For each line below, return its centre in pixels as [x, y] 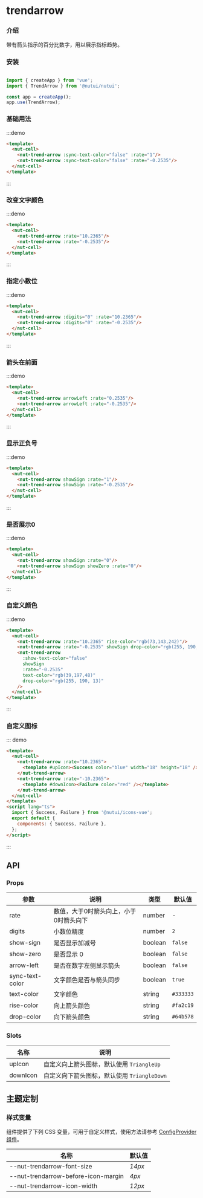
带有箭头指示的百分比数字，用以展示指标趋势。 [64, 45]
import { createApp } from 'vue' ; [50, 80]
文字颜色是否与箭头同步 [87, 980]
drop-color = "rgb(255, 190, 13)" [63, 681]
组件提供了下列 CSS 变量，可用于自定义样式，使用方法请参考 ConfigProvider [101, 1132]
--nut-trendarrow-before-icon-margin [66, 1176]
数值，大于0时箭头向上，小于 [95, 911]
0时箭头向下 [71, 920]
